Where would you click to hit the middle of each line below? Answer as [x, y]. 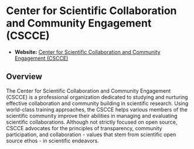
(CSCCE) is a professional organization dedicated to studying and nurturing [97, 97]
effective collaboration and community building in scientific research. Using [97, 103]
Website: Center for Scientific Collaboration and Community [87, 52]
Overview [24, 77]
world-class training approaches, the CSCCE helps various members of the [97, 109]
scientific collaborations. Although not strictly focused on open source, [92, 122]
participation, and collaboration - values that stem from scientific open [91, 134]
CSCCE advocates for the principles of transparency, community [84, 128]
